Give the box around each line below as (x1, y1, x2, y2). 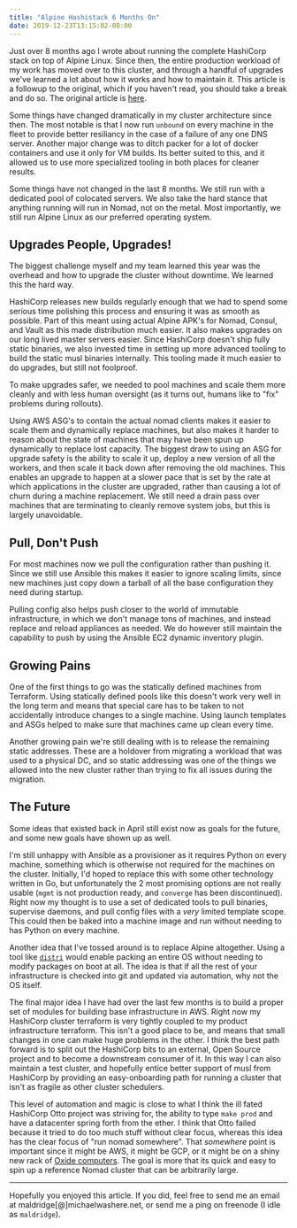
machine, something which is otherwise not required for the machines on (9, 859, 276, 869)
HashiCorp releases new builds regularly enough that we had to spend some (9, 297, 288, 307)
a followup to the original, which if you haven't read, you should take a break (9, 83, 287, 94)
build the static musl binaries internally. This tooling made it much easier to (9, 353, 281, 364)
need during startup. (9, 587, 84, 598)
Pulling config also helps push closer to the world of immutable (9, 604, 239, 615)
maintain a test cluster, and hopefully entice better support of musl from (9, 1062, 271, 1073)
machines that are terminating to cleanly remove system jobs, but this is (9, 500, 271, 511)
